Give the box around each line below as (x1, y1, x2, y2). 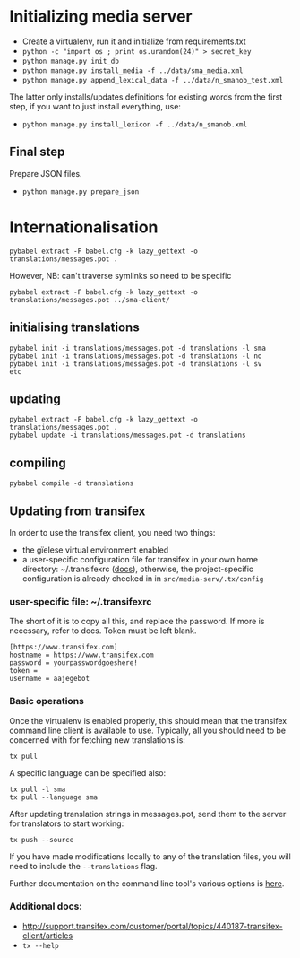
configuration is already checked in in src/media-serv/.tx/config (21, 572, 264, 584)
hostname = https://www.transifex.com (9, 650, 154, 660)
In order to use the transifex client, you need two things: (9, 527, 216, 537)
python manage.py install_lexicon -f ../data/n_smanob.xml (21, 119, 248, 129)
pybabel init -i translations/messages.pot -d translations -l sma (9, 344, 267, 353)
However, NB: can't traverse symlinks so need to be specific (9, 270, 232, 281)
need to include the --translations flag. (9, 860, 159, 871)
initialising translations (9, 320, 141, 335)
